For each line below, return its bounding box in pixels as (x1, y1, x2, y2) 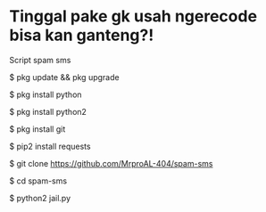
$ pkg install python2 (9, 106, 87, 117)
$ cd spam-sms (9, 175, 68, 186)
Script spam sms (9, 54, 71, 65)
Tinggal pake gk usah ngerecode (9, 6, 257, 27)
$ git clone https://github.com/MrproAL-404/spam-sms (9, 158, 213, 168)
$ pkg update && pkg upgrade (9, 71, 120, 82)
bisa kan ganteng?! (9, 25, 154, 45)
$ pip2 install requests (9, 141, 91, 151)
